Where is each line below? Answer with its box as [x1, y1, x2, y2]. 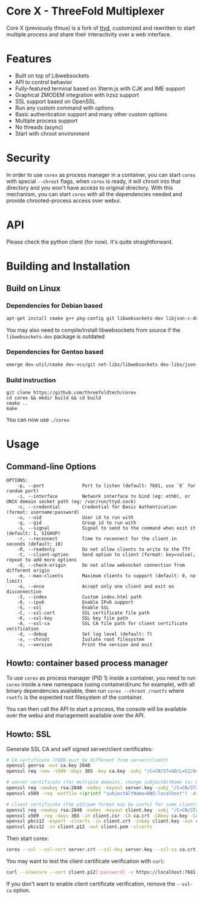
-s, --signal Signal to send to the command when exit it [17, 525, 196, 531]
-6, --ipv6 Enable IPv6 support [17, 599, 134, 605]
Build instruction [6, 376, 56, 384]
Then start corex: [6, 835, 50, 842]
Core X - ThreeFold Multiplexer [6, 4, 165, 18]
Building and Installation [6, 259, 130, 273]
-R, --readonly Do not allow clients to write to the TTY [17, 546, 190, 552]
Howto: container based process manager [6, 658, 169, 669]
